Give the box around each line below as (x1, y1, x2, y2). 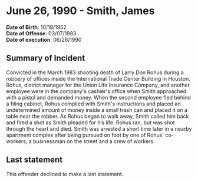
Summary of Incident (6, 53, 85, 63)
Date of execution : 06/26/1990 (6, 36, 82, 43)
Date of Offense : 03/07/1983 (6, 29, 77, 37)
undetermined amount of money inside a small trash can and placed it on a (6, 106, 187, 113)
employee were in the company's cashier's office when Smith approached (6, 87, 187, 95)
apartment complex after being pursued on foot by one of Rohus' (6, 131, 164, 138)
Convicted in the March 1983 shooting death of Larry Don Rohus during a (6, 69, 184, 76)
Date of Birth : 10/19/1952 (6, 24, 67, 31)
